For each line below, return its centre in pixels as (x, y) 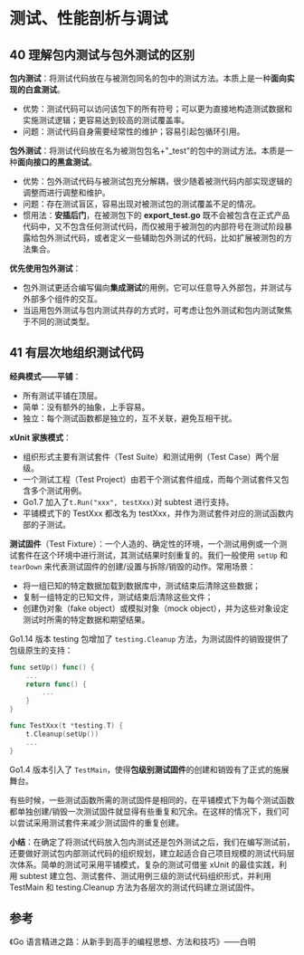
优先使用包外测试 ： (45, 268)
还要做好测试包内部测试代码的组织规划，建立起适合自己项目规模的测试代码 (148, 853)
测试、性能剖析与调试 (89, 19)
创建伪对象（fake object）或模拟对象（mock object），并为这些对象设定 (156, 608)
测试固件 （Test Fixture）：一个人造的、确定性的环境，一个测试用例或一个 (144, 543)
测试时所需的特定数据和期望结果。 (86, 619)
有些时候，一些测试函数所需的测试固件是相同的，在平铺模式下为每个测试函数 (152, 800)
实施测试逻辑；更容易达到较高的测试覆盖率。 (106, 120)
